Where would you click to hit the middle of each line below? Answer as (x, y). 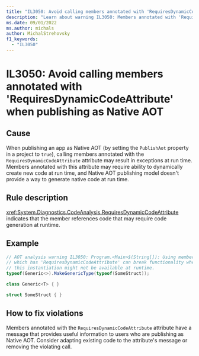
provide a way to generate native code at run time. (68, 179)
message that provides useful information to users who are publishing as (95, 334)
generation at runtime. (33, 224)
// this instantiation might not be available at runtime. (81, 268)
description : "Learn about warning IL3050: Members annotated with (91, 17)
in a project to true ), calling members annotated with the (75, 154)
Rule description (37, 198)
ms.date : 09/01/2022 (32, 23)
